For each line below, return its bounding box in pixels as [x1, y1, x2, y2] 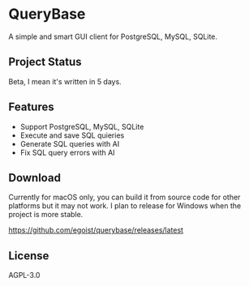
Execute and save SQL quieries [19, 130, 125, 140]
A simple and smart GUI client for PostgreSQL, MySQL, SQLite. [8, 32, 217, 41]
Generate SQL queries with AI [19, 139, 120, 148]
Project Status [8, 55, 83, 69]
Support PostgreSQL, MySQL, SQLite [19, 122, 144, 131]
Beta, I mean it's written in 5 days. [8, 76, 122, 86]
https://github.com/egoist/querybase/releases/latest [8, 225, 184, 235]
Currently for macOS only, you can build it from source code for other [8, 192, 241, 203]
